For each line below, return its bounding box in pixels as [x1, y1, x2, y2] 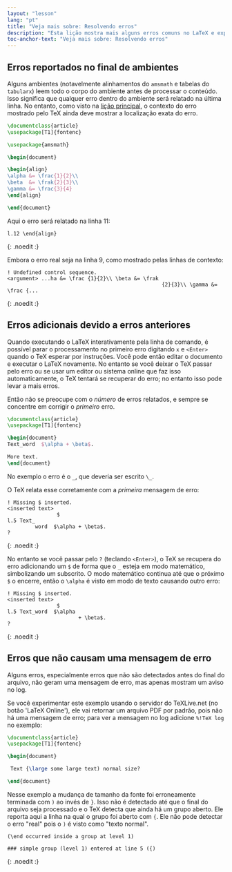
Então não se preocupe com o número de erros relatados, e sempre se [7, 395, 209, 403]
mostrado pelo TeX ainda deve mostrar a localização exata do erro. [7, 108, 198, 117]
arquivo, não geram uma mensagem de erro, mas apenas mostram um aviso [7, 678, 224, 686]
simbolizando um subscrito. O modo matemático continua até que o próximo [7, 569, 224, 577]
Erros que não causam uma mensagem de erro [7, 652, 212, 664]
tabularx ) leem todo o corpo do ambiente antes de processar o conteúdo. [7, 87, 217, 95]
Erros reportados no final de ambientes [7, 61, 180, 73]
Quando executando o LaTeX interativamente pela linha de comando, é [7, 338, 209, 346]
